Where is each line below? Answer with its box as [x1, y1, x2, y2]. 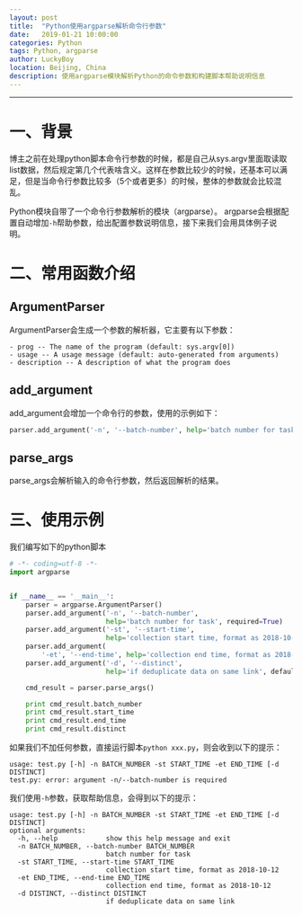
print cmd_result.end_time [25, 716, 127, 725]
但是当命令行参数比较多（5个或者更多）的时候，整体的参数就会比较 [24, 175, 274, 186]
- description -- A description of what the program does [9, 358, 231, 367]
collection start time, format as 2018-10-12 [105, 866, 280, 875]
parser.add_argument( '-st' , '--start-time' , [25, 626, 195, 635]
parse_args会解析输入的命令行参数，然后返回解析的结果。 [9, 475, 224, 486]
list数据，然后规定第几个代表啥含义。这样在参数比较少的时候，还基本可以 [9, 164, 280, 175]
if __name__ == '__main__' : [9, 591, 115, 600]
